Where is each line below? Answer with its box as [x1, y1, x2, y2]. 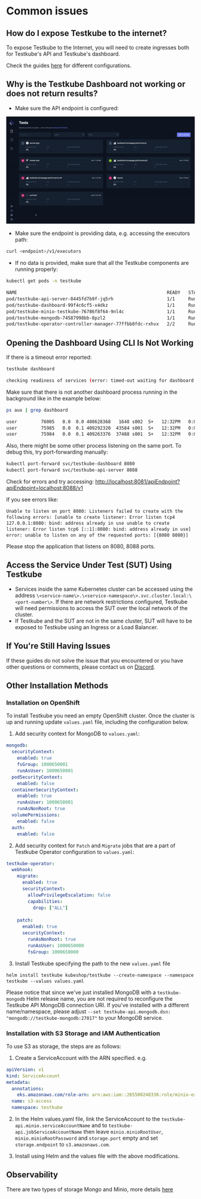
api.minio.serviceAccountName [14, 1123, 91, 1129]
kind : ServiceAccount [6, 1073, 60, 1079]
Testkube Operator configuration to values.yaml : [14, 848, 135, 855]
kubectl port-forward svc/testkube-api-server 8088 [6, 467, 138, 473]
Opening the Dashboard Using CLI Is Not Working [6, 337, 194, 348]
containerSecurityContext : [11, 787, 79, 793]
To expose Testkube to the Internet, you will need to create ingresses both [6, 44, 190, 51]
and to [92, 1122, 108, 1129]
